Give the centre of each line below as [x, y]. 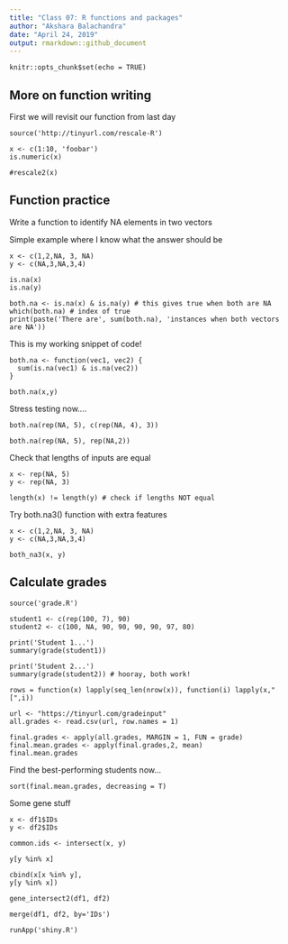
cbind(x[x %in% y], [46, 875]
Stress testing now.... [48, 408]
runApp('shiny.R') [44, 930]
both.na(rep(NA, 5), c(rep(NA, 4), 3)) [84, 425]
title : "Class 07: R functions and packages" [96, 18]
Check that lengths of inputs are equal [80, 457]
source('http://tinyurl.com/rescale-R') [86, 133]
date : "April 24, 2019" [54, 34]
